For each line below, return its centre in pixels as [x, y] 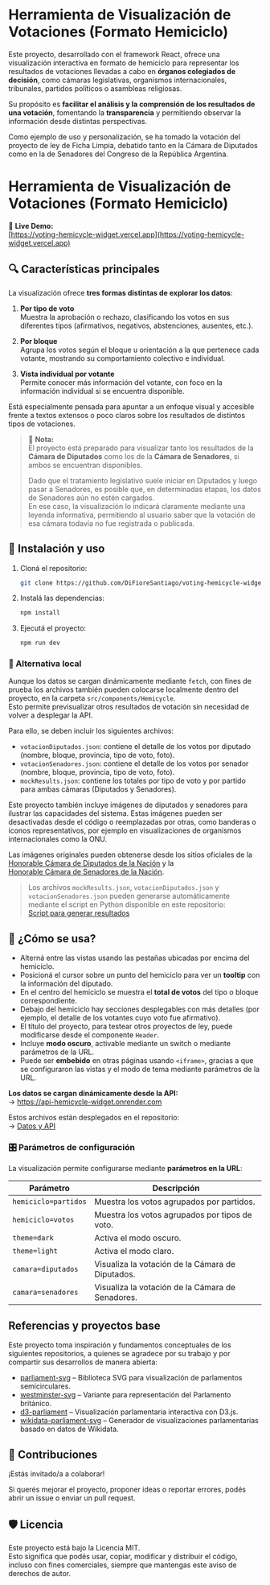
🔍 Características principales [84, 269]
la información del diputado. [66, 983]
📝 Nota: [41, 439]
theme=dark [33, 1237]
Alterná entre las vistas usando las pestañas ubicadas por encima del [135, 958]
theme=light [35, 1251]
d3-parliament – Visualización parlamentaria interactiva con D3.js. [129, 1412]
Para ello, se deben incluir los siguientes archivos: [91, 731]
